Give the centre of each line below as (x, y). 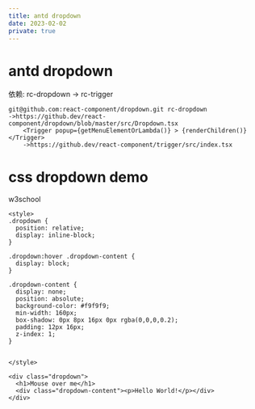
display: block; (43, 264)
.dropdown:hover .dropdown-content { (72, 257)
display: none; (41, 292)
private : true (32, 31)
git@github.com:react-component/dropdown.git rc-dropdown (108, 110)
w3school (25, 200)
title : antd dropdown (45, 16)
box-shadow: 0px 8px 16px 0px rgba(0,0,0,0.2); (97, 320)
